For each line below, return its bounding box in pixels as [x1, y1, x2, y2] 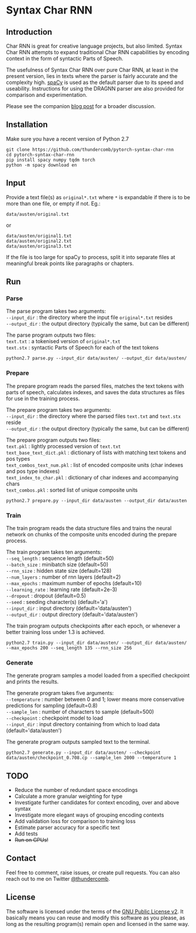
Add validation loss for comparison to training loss [14, 818, 136, 825]
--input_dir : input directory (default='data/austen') [6, 605, 132, 612]
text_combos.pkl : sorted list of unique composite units [6, 486, 138, 494]
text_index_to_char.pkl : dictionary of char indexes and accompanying [6, 474, 178, 481]
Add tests [14, 830, 38, 837]
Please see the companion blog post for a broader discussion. [6, 103, 156, 109]
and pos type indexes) [6, 468, 60, 475]
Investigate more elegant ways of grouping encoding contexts [14, 811, 164, 818]
